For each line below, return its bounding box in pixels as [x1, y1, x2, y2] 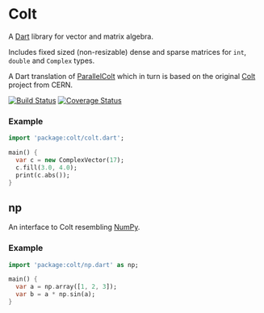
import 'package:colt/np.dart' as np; [8, 261, 139, 269]
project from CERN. [8, 80, 73, 90]
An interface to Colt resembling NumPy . [8, 223, 140, 232]
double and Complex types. [8, 56, 95, 65]
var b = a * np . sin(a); [15, 290, 95, 298]
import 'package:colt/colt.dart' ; [8, 134, 125, 142]
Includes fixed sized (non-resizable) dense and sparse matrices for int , [8, 47, 247, 56]
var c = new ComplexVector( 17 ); [15, 156, 125, 164]
